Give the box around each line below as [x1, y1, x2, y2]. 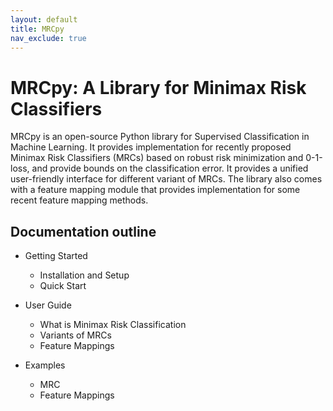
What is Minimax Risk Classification [39, 319, 187, 331]
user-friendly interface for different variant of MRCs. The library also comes [10, 173, 323, 185]
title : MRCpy [10, 24, 65, 34]
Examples [24, 359, 66, 371]
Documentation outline [10, 223, 157, 240]
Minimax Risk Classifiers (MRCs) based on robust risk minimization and [10, 152, 304, 164]
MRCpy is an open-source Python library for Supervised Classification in [10, 131, 310, 143]
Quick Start [39, 280, 87, 292]
